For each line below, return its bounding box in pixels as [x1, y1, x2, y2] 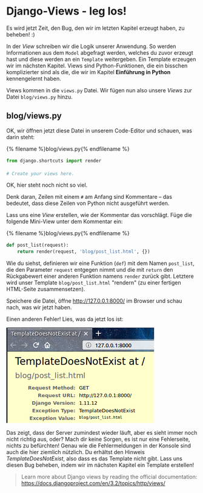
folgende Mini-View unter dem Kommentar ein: [6, 218, 123, 226]
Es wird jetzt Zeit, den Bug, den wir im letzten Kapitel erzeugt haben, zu [6, 24, 185, 32]
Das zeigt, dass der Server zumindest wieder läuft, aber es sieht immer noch [6, 429, 198, 436]
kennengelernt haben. [6, 75, 62, 82]
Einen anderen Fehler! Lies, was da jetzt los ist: [6, 315, 124, 323]
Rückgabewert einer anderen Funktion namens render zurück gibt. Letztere [6, 272, 194, 280]
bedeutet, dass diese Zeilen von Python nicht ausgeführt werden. [6, 199, 170, 207]
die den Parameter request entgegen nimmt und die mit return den [6, 266, 173, 274]
